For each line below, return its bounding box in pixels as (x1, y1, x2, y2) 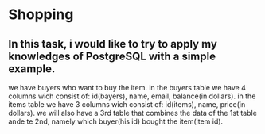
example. (8, 62, 56, 75)
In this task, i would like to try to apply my (8, 37, 217, 51)
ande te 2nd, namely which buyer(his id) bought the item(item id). (8, 117, 224, 126)
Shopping (8, 6, 74, 24)
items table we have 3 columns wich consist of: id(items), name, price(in (8, 100, 246, 109)
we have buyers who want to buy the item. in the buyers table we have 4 (8, 83, 247, 92)
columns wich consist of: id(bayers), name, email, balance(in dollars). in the (8, 91, 256, 101)
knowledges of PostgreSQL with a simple (8, 49, 216, 63)
